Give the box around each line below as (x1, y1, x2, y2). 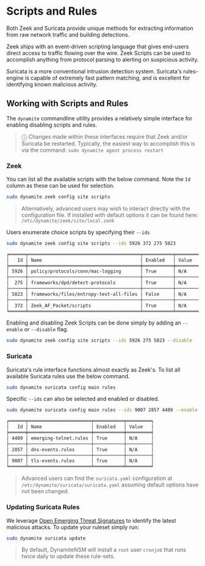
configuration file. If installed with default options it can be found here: (21, 211, 198, 218)
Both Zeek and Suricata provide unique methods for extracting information (6, 24, 194, 32)
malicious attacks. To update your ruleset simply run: (6, 523, 139, 531)
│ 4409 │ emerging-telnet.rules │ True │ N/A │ (6, 435, 154, 441)
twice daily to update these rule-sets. (21, 553, 115, 560)
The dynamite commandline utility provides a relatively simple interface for (6, 114, 193, 122)
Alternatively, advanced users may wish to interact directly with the (21, 205, 190, 212)
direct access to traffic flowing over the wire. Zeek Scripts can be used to (6, 49, 191, 56)
